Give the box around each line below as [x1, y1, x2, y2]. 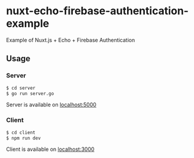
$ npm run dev [6, 135, 41, 141]
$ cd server [6, 85, 35, 91]
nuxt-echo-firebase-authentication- [6, 4, 189, 18]
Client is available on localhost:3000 [6, 146, 95, 153]
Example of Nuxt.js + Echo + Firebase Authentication [6, 36, 135, 43]
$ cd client [6, 129, 35, 135]
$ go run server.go [6, 90, 54, 96]
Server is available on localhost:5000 [6, 101, 96, 108]
